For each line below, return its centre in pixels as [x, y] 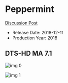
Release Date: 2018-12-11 [38, 32]
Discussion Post [21, 23]
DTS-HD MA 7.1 [29, 53]
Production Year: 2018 [35, 38]
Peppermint [30, 9]
